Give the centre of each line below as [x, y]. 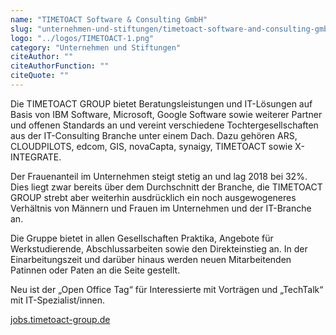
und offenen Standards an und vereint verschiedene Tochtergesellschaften [164, 125]
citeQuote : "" [40, 76]
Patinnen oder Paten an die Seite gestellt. [95, 270]
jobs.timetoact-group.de [60, 319]
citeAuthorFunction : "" [60, 66]
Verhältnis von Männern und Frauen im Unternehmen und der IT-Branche [161, 208]
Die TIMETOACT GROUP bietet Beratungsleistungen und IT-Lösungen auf [161, 103]
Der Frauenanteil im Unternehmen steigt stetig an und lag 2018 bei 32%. [159, 176]
